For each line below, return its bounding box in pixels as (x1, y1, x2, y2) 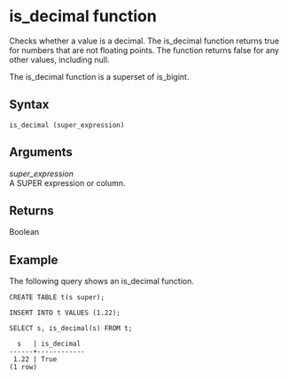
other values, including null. (9, 54, 110, 65)
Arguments (9, 144, 74, 160)
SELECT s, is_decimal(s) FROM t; (9, 324, 133, 333)
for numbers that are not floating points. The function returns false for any (9, 44, 279, 55)
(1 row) (9, 363, 38, 372)
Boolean (9, 227, 40, 237)
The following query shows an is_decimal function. (9, 276, 195, 287)
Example (9, 252, 58, 267)
